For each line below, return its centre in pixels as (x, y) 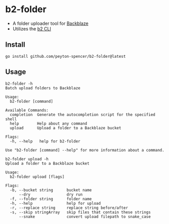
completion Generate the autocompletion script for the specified (83, 115)
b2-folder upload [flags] (37, 177)
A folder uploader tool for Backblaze (50, 23)
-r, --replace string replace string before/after (69, 208)
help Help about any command (48, 123)
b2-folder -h (19, 84)
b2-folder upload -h (27, 159)
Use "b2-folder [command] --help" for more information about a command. (85, 150)
